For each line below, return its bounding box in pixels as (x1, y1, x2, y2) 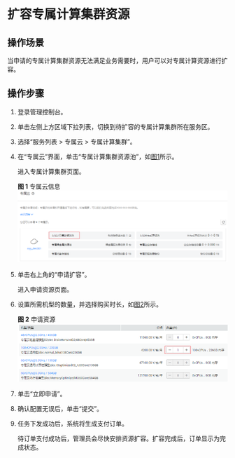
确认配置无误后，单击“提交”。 (17, 405, 104, 413)
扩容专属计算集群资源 (7, 6, 131, 22)
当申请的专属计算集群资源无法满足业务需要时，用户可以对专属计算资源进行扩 (7, 57, 228, 65)
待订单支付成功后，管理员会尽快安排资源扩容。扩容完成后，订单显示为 (17, 434, 220, 443)
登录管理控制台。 (17, 107, 67, 116)
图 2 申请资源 (17, 315, 56, 323)
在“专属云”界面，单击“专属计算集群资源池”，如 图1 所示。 (17, 152, 178, 161)
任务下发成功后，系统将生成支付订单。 (17, 419, 128, 428)
